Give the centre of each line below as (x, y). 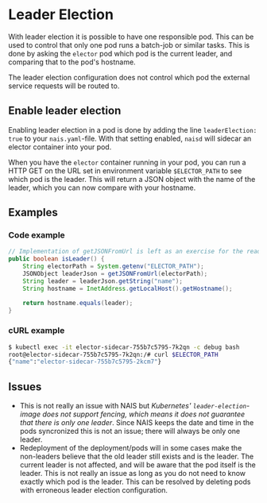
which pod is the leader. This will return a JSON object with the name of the (132, 179)
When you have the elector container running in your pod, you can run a (127, 162)
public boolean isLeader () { (56, 259)
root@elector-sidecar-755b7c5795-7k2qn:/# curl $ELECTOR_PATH (113, 354)
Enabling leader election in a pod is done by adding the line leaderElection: (133, 130)
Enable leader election (65, 111)
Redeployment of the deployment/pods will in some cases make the (131, 448)
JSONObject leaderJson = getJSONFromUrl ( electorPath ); (115, 274)
